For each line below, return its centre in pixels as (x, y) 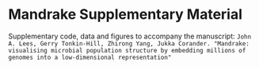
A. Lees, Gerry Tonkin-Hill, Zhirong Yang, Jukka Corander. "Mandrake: (129, 44)
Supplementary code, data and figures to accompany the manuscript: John (130, 36)
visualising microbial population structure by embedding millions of (127, 50)
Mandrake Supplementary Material (126, 15)
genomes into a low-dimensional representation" (90, 57)
